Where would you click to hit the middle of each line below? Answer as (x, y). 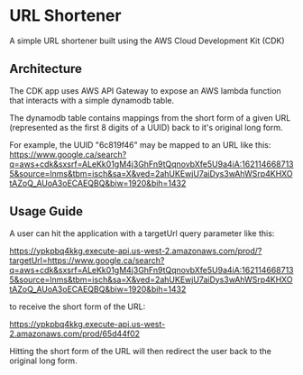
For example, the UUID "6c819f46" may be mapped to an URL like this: (140, 144)
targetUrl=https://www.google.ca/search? (87, 260)
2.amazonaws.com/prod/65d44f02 (75, 334)
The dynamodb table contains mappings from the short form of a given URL (150, 117)
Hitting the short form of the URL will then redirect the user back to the (141, 351)
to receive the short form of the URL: (78, 306)
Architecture (46, 69)
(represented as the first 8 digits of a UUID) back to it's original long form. (146, 127)
